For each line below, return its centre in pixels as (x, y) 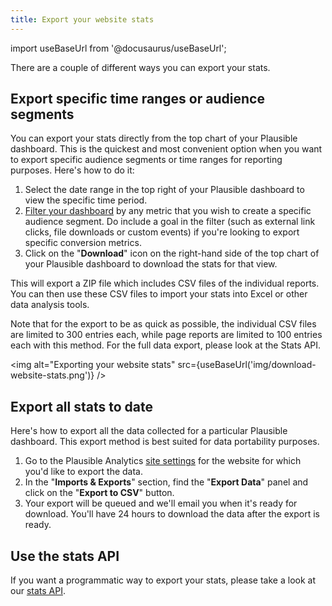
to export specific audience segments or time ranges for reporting (146, 160)
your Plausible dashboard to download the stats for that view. (151, 264)
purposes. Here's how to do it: (72, 170)
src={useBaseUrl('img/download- (247, 365)
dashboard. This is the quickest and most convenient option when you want (166, 149)
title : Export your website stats (82, 19)
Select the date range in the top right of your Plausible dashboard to (164, 190)
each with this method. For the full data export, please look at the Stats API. (166, 345)
